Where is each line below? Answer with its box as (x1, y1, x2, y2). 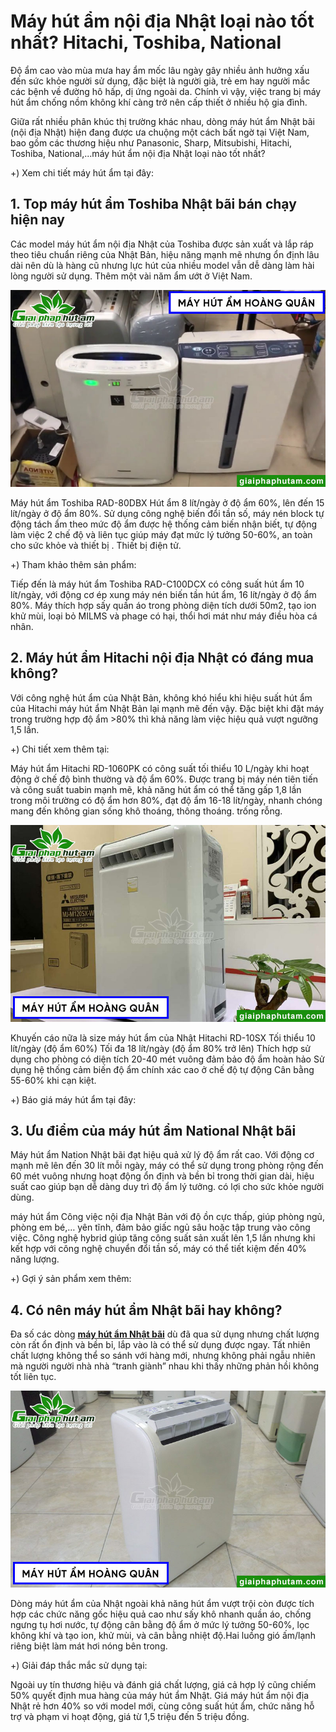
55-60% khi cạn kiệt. (10, 1074, 97, 1086)
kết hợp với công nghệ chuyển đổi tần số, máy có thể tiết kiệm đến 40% (10, 1243, 307, 1255)
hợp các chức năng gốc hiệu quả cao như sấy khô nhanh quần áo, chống (10, 1608, 312, 1620)
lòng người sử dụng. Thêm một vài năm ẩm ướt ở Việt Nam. (10, 270, 253, 282)
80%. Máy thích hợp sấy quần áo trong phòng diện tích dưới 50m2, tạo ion (10, 599, 317, 611)
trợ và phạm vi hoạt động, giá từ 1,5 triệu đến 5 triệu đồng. (10, 1711, 250, 1723)
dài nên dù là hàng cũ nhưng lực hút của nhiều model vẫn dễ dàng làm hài (10, 259, 315, 271)
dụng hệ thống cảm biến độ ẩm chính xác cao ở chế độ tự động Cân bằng (10, 1063, 315, 1075)
